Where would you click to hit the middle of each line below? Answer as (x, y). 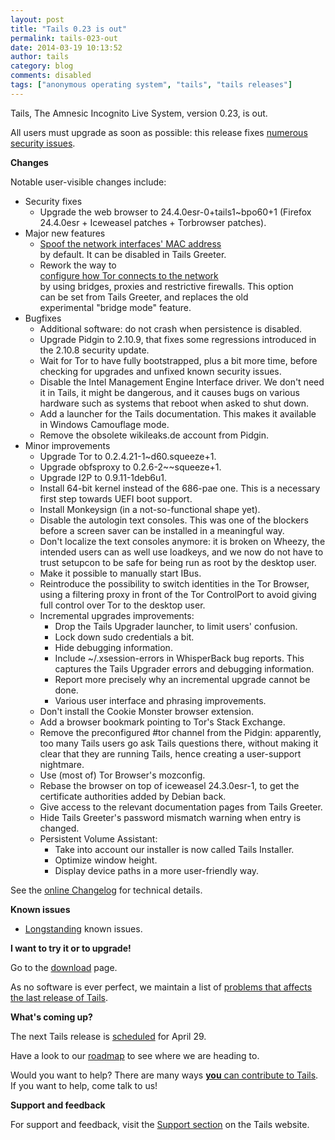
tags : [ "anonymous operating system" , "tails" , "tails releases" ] (151, 85)
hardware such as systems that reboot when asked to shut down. (174, 403)
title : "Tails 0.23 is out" (69, 29)
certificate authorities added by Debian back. (133, 796)
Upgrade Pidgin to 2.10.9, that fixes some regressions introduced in (178, 339)
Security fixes (53, 201)
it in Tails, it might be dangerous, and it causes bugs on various (169, 392)
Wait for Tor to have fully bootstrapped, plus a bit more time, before (178, 360)
